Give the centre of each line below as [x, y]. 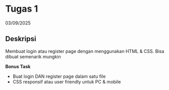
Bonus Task [18, 66]
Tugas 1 [22, 9]
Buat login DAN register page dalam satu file [59, 76]
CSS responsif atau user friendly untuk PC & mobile [67, 81]
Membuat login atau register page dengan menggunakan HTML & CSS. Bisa [85, 51]
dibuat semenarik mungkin [33, 56]
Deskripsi [21, 39]
